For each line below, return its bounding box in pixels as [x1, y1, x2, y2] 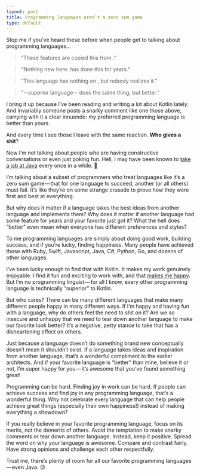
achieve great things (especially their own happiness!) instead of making [6, 402, 185, 410]
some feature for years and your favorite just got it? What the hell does [6, 217, 180, 225]
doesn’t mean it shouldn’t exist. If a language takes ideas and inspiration [6, 346, 184, 353]
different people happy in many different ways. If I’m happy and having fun [6, 303, 190, 310]
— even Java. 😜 [6, 463, 46, 471]
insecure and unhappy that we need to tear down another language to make [6, 316, 193, 323]
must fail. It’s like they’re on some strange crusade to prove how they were [6, 186, 189, 193]
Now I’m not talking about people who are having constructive [6, 149, 159, 156]
